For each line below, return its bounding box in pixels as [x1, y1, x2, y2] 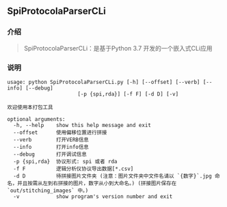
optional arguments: [7, 115, 66, 122]
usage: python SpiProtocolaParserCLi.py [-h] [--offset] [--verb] [7, 79, 200, 85]
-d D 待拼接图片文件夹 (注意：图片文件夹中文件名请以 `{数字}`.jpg [13, 172, 212, 180]
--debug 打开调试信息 [13, 150, 87, 158]
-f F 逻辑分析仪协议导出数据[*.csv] [13, 165, 134, 172]
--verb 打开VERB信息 [13, 136, 89, 143]
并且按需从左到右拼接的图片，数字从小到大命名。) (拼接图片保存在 [16, 180, 177, 187]
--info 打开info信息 [13, 143, 89, 150]
